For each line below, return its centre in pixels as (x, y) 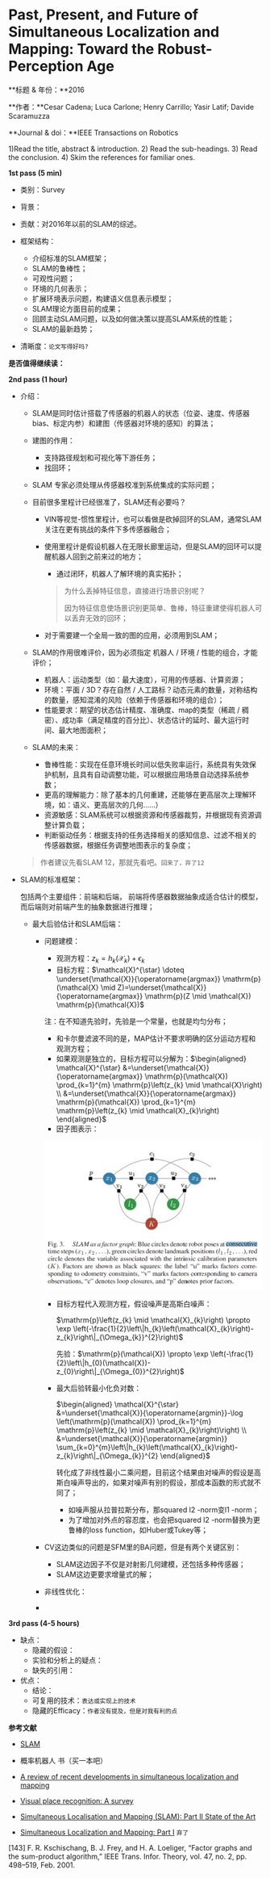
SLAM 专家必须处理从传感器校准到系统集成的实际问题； (124, 484)
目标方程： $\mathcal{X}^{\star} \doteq (120, 970)
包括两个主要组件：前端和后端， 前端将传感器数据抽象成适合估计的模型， (141, 896)
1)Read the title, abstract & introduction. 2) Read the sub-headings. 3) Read (133, 149)
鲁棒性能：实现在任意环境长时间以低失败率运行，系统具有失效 (147, 764)
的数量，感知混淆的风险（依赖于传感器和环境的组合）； (134, 699)
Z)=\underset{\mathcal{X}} (162, 987)
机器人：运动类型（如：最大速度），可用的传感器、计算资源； (145, 679)
